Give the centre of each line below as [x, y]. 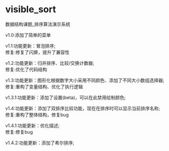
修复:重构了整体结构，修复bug [37, 115]
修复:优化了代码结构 [26, 69]
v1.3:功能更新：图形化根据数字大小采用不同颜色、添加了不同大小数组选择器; [85, 80]
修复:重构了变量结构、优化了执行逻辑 [44, 86]
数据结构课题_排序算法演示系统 [38, 24]
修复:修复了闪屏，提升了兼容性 [38, 52]
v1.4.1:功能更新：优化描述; [33, 125]
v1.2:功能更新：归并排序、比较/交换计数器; [50, 63]
